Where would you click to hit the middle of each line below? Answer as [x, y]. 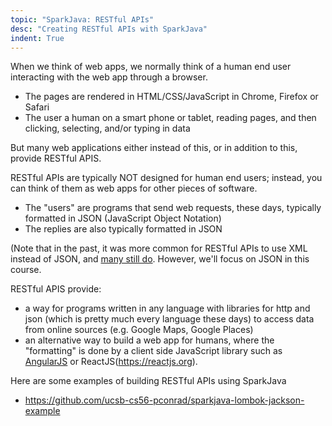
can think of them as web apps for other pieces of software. [134, 188]
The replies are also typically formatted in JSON [123, 229]
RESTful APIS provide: [56, 289]
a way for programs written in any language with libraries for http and [167, 308]
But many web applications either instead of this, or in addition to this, [154, 148]
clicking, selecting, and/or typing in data [107, 128]
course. [26, 270]
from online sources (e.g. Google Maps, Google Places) [139, 330]
